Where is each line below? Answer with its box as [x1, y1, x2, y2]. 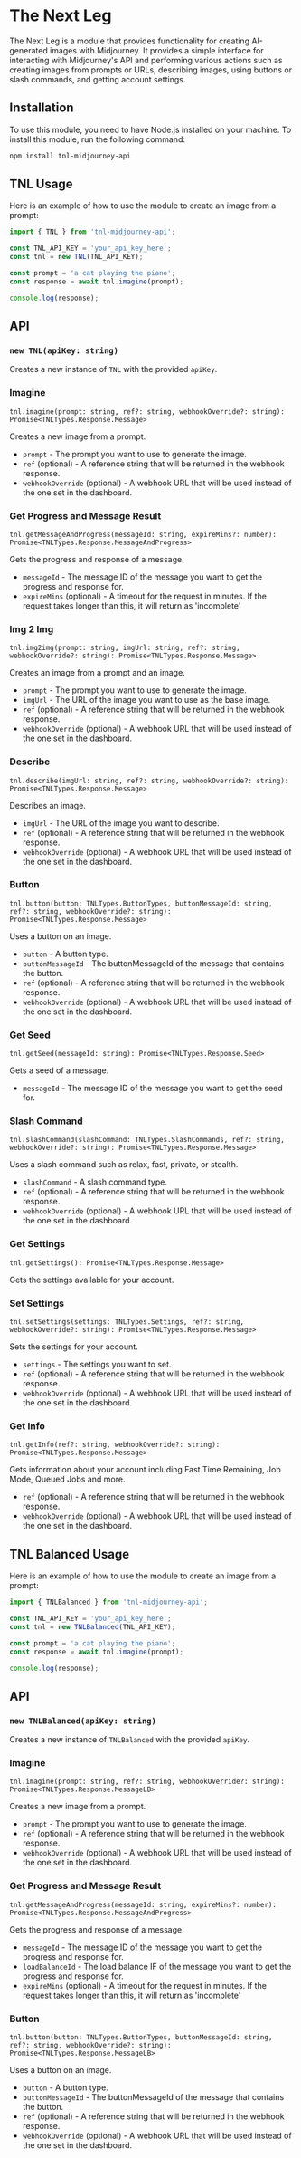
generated [9, 44, 48, 55]
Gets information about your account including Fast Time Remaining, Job [9, 1464, 282, 1475]
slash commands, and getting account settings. [9, 73, 186, 84]
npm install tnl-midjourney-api [9, 151, 131, 160]
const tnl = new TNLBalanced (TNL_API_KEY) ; [9, 1622, 176, 1631]
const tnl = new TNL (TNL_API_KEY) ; [9, 253, 144, 262]
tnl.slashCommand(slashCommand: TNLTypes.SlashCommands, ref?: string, [9, 1136, 285, 1145]
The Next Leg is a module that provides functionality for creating [9, 35, 250, 46]
